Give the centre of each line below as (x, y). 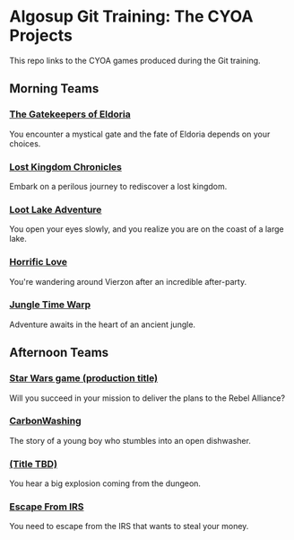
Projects (41, 35)
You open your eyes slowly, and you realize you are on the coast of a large (147, 229)
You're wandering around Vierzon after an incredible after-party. (128, 281)
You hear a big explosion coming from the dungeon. (105, 483)
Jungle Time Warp (50, 305)
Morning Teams (54, 89)
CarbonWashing (46, 421)
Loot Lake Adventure (56, 209)
